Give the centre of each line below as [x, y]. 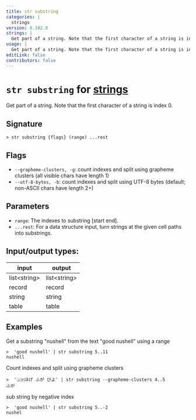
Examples [24, 327]
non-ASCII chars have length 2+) [54, 188]
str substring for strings [67, 89]
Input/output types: [43, 251]
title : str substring [32, 11]
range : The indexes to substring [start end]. [66, 221]
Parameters [28, 206]
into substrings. [33, 233]
